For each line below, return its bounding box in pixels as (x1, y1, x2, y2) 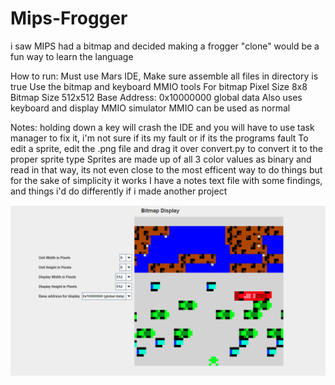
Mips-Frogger (10, 7, 128, 30)
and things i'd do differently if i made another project (10, 185, 228, 197)
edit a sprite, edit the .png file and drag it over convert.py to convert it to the (10, 142, 323, 154)
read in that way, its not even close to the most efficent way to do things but (10, 163, 323, 176)
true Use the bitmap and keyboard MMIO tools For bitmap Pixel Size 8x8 (10, 80, 308, 92)
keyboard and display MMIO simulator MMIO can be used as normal (10, 102, 291, 114)
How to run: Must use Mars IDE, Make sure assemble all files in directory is (10, 70, 319, 82)
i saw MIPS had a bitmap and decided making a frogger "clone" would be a (10, 40, 320, 52)
